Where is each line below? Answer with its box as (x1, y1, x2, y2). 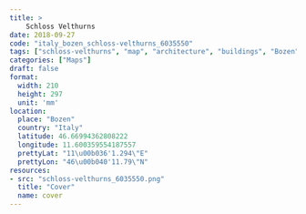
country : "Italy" (17, 124, 84, 133)
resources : (9, 166, 51, 175)
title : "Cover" (17, 183, 76, 192)
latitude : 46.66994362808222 (17, 132, 128, 141)
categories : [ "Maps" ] (9, 56, 92, 65)
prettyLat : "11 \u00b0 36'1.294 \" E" (17, 148, 148, 158)
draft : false (9, 65, 59, 74)
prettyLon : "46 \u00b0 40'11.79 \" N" (17, 157, 148, 167)
